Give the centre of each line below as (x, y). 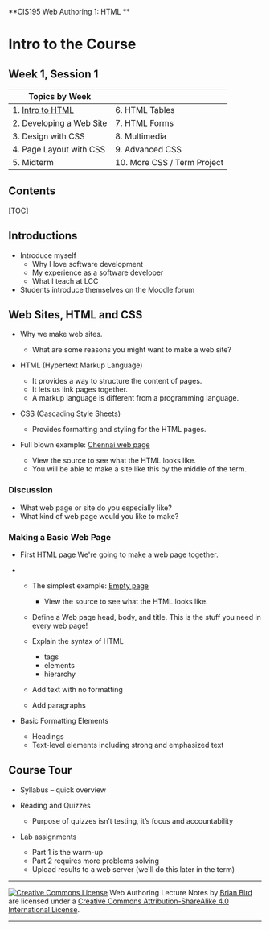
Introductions (43, 236)
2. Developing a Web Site (60, 123)
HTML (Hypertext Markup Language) (81, 365)
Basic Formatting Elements (64, 721)
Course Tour (40, 770)
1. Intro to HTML (43, 110)
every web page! (60, 626)
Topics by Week (60, 96)
